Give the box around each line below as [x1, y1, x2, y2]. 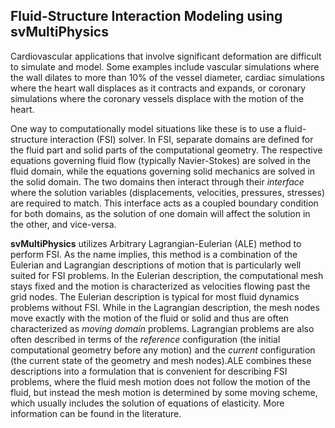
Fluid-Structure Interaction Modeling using [10, 8, 283, 25]
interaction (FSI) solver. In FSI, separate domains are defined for [49, 133, 314, 145]
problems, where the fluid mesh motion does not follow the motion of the [10, 375, 311, 388]
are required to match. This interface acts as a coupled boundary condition [10, 197, 319, 209]
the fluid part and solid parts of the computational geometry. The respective [10, 144, 323, 156]
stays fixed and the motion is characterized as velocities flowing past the [10, 280, 311, 292]
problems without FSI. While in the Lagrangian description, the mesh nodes [10, 301, 320, 313]
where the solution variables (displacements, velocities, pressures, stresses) [10, 186, 326, 198]
